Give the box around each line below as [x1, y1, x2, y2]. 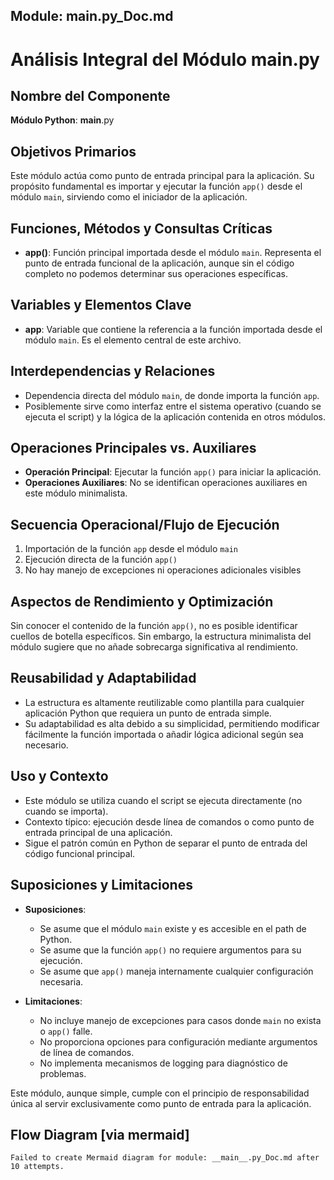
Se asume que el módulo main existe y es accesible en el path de [39, 922, 307, 934]
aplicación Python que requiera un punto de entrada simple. [24, 707, 272, 719]
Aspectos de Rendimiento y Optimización [10, 593, 274, 610]
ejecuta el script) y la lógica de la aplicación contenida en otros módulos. [24, 410, 326, 423]
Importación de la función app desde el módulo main [24, 543, 238, 555]
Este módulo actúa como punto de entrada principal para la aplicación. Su [10, 170, 315, 182]
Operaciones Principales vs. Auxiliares [10, 440, 257, 457]
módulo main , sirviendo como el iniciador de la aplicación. [10, 191, 248, 203]
